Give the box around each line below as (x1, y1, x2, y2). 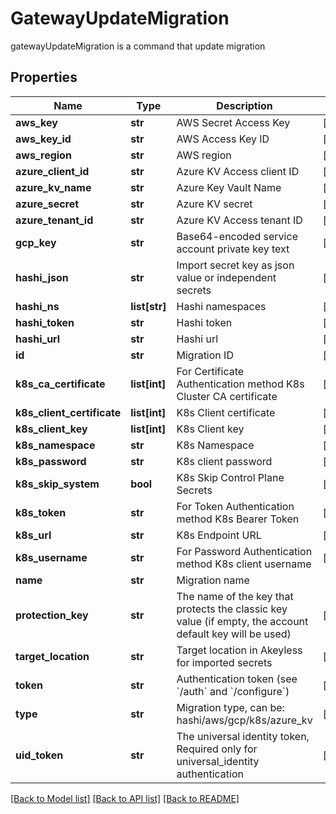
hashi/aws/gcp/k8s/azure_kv (176, 713, 313, 727)
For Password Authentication (176, 544, 313, 558)
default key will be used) (176, 627, 292, 641)
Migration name (176, 573, 250, 587)
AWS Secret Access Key (176, 115, 291, 129)
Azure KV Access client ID (176, 164, 300, 178)
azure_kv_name (15, 180, 92, 194)
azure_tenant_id (15, 213, 94, 227)
